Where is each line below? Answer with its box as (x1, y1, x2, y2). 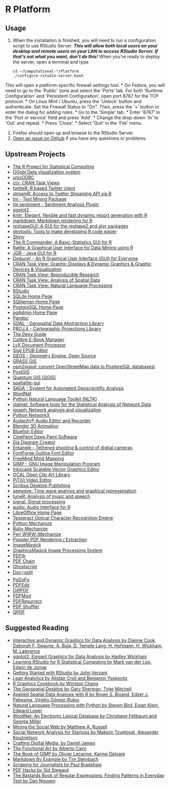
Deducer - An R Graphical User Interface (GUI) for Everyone (12, 255, 139, 261)
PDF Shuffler (12, 603, 40, 609)
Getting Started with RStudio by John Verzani (12, 669, 108, 676)
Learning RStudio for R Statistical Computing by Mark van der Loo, (12, 659, 152, 665)
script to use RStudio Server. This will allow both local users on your (12, 43, 158, 49)
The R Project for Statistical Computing (12, 163, 94, 169)
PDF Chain (12, 558, 36, 564)
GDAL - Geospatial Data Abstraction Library (12, 320, 104, 326)
